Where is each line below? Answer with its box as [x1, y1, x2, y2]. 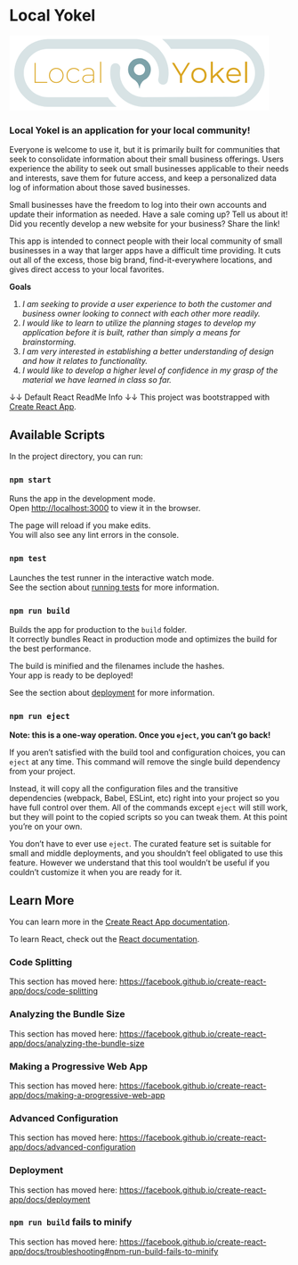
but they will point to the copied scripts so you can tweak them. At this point [9, 812, 287, 823]
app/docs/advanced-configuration [9, 1142, 136, 1153]
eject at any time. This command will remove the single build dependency [9, 757, 281, 767]
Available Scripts [9, 427, 105, 442]
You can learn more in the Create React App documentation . [9, 916, 230, 928]
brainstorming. [21, 336, 77, 348]
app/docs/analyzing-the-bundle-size [9, 1038, 145, 1048]
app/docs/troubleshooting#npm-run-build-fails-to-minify [9, 1245, 219, 1256]
